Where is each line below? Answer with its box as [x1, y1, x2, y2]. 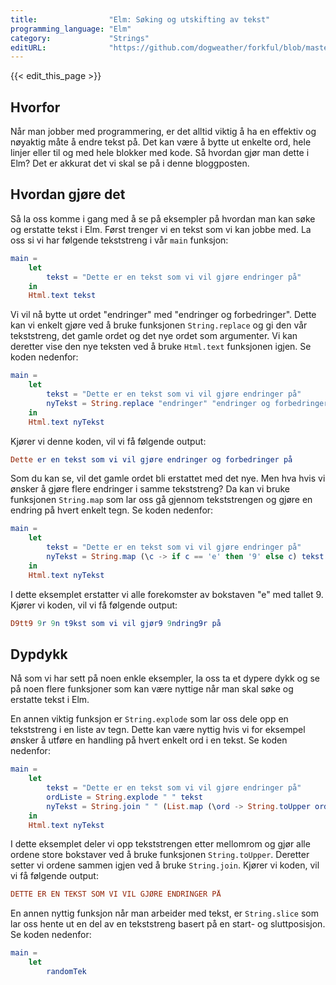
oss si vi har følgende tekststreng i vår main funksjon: [10, 234, 229, 246]
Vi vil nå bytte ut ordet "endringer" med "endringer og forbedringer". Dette [10, 309, 317, 321]
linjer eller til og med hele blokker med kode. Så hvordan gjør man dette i [10, 147, 310, 159]
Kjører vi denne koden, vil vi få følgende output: [10, 435, 207, 447]
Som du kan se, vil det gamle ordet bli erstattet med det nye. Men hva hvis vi [10, 472, 326, 485]
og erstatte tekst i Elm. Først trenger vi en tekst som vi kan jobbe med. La [10, 223, 312, 235]
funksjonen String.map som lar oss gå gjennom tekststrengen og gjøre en [10, 494, 313, 506]
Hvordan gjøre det [10, 186, 126, 203]
